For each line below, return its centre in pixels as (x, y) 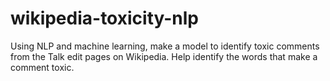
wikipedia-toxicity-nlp (105, 18)
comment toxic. (42, 67)
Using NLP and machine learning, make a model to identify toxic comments (165, 46)
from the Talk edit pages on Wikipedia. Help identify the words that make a (164, 56)
